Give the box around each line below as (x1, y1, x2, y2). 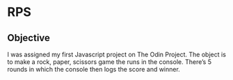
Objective (7, 32, 51, 44)
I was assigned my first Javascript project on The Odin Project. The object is (7, 50, 226, 58)
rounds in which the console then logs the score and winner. (7, 65, 181, 73)
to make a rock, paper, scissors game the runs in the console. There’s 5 (7, 58, 212, 66)
